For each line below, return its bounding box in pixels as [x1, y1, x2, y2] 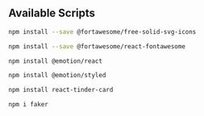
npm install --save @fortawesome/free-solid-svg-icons [8, 27, 197, 35]
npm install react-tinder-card [8, 86, 114, 94]
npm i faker [8, 101, 48, 109]
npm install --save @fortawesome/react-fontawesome [8, 42, 185, 51]
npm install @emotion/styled [8, 72, 106, 80]
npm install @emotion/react [8, 56, 103, 65]
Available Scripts [8, 6, 95, 20]
